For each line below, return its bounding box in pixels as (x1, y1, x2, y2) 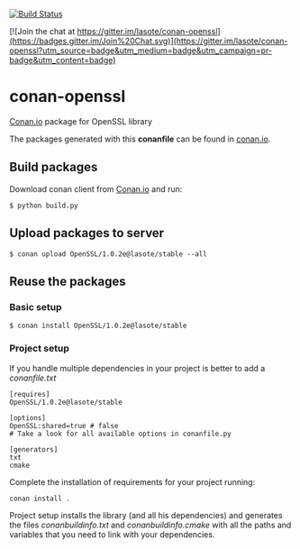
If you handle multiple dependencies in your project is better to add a (9, 362, 266, 373)
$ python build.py (9, 201, 78, 210)
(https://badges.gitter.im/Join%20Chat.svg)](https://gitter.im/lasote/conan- (9, 36, 288, 46)
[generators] (9, 444, 59, 454)
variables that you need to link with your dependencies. (9, 528, 215, 540)
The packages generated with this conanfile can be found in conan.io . (9, 133, 271, 144)
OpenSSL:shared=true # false (9, 421, 119, 430)
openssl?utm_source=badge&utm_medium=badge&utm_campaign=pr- (9, 45, 273, 56)
